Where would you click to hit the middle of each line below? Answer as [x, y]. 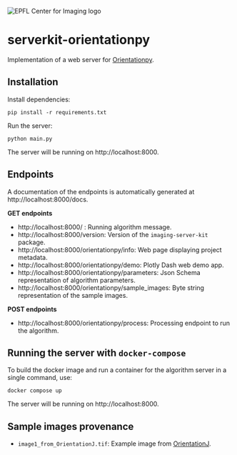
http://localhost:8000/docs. [48, 199]
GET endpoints [30, 213]
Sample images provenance [71, 426]
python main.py [30, 139]
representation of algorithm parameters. [76, 280]
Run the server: [30, 126]
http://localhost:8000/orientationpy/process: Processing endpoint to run [124, 323]
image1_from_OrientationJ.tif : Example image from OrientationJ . [115, 444]
